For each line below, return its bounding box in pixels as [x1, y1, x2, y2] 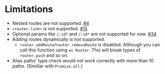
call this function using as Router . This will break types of [19, 47, 141, 53]
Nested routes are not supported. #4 [12, 20, 90, 26]
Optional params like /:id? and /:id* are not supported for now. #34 [12, 31, 157, 37]
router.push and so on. [19, 52, 69, 58]
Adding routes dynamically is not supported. [12, 36, 105, 42]
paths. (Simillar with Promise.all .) [12, 63, 84, 69]
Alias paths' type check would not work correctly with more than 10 [12, 57, 154, 63]
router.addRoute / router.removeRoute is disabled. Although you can [19, 41, 160, 47]
